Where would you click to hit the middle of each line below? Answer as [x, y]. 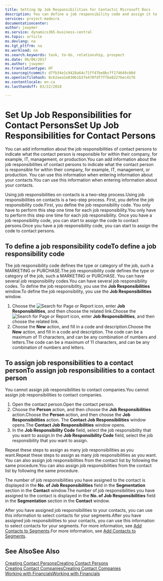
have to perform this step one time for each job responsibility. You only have [81, 210]
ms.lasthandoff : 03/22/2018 [33, 86]
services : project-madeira [32, 19]
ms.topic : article [24, 37]
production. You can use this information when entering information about [79, 175]
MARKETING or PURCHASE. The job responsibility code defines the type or [80, 271]
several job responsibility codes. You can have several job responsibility [76, 281]
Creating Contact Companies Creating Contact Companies [63, 568]
